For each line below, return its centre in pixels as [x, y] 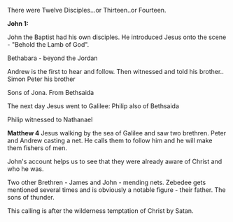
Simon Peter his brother [41, 79]
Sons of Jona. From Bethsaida [51, 92]
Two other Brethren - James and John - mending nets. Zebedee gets [107, 182]
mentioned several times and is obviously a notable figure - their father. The [116, 190]
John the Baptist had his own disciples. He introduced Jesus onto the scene [117, 37]
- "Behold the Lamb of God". [48, 44]
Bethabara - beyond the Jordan [52, 58]
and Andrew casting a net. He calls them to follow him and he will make [110, 140]
